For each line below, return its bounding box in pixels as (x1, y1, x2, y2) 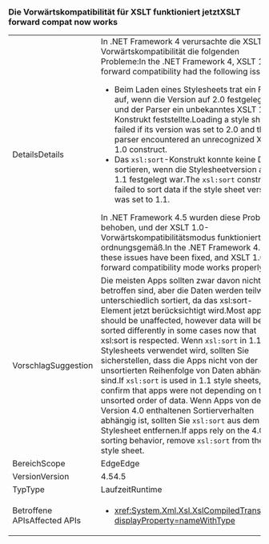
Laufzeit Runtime (100, 484, 163, 495)
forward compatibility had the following (100, 66, 248, 78)
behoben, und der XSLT (100, 222, 190, 234)
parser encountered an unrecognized (114, 134, 255, 146)
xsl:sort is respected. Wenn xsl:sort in (100, 335, 247, 346)
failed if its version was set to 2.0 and (114, 124, 255, 135)
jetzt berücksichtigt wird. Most (133, 305, 246, 316)
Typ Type (12, 484, 46, 495)
